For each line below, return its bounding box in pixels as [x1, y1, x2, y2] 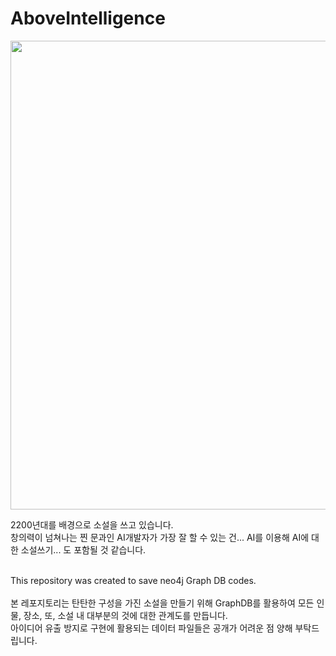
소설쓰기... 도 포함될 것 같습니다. [20, 543, 147, 556]
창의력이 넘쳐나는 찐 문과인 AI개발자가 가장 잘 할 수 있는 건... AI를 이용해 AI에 [10, 531, 310, 543]
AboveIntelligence [10, 7, 166, 30]
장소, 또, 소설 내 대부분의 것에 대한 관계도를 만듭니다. [23, 609, 228, 621]
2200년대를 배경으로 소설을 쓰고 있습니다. [10, 518, 174, 531]
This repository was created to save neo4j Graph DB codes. [10, 574, 257, 586]
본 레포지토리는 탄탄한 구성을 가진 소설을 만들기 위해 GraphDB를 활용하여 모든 [10, 597, 315, 609]
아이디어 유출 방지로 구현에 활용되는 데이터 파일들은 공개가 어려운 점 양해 [10, 622, 293, 634]
